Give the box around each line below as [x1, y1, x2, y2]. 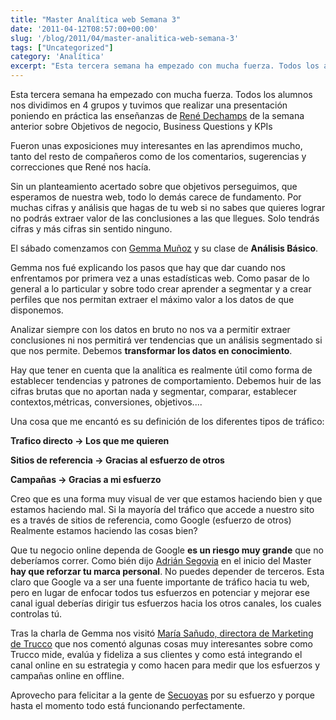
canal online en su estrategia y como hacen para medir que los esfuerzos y [10, 659, 321, 671]
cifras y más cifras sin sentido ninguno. [10, 223, 173, 235]
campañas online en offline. [10, 670, 125, 681]
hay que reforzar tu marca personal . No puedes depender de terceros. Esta [10, 566, 325, 577]
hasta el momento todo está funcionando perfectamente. [10, 700, 246, 711]
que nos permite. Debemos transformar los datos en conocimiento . [10, 345, 293, 356]
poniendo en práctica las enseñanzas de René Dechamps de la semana [10, 110, 305, 121]
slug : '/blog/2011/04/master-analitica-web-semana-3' [10, 33, 240, 43]
